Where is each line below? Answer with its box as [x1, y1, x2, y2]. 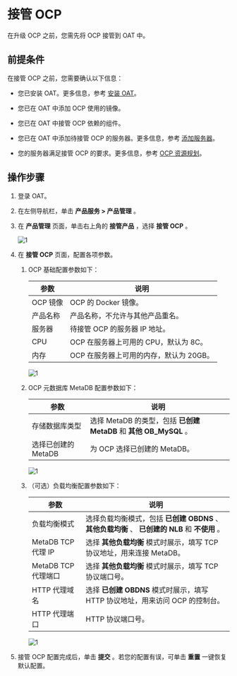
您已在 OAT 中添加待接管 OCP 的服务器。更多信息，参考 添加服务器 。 [17, 133, 219, 142]
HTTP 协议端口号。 [85, 614, 150, 624]
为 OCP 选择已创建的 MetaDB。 [90, 444, 194, 454]
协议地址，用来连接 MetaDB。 [85, 548, 185, 557]
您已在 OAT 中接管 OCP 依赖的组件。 [17, 119, 125, 127]
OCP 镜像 [31, 297, 63, 307]
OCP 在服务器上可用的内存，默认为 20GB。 [70, 350, 214, 360]
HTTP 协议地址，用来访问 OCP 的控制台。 [85, 596, 224, 605]
